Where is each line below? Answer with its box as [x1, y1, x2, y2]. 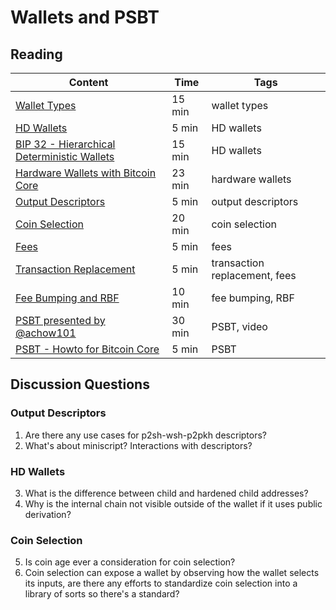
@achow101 [15, 326, 77, 340]
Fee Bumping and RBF [15, 291, 120, 305]
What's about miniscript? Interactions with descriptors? [24, 439, 253, 451]
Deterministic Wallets [15, 150, 115, 163]
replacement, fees [211, 269, 297, 282]
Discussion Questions [10, 376, 150, 393]
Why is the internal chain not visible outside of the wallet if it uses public [24, 497, 323, 510]
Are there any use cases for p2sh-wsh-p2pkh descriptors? [24, 429, 268, 441]
